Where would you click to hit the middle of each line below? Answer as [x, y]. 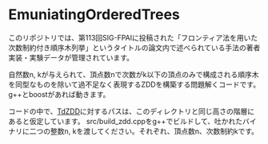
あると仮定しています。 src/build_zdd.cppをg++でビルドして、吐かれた [126, 121]
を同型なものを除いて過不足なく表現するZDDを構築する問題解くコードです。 [134, 84]
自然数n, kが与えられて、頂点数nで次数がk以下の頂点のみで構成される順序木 [134, 74]
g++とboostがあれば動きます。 [59, 94]
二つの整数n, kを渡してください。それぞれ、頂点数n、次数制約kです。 [144, 131]
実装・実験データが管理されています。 [71, 57]
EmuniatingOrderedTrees [94, 15]
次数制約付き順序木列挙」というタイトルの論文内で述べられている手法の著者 [134, 47]
